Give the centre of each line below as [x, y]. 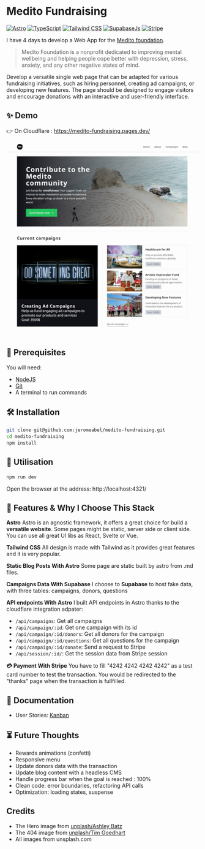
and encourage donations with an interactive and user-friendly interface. [98, 96]
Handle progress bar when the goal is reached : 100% [83, 779]
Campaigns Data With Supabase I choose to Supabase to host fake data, [100, 584]
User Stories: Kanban [42, 715]
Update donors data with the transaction [66, 766]
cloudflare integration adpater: [45, 609]
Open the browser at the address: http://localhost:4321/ [76, 489]
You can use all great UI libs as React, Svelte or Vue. [73, 536]
